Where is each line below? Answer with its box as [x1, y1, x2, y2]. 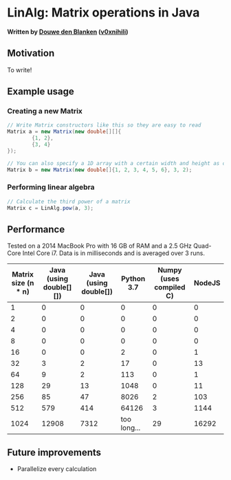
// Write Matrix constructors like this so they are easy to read [7, 122, 201, 129]
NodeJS [193, 279, 221, 288]
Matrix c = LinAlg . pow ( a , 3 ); [7, 204, 94, 211]
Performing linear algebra [7, 182, 95, 192]
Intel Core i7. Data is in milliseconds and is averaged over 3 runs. [22, 249, 205, 257]
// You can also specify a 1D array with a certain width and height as [7, 160, 220, 166]
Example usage [7, 86, 74, 98]
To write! [7, 65, 32, 74]
